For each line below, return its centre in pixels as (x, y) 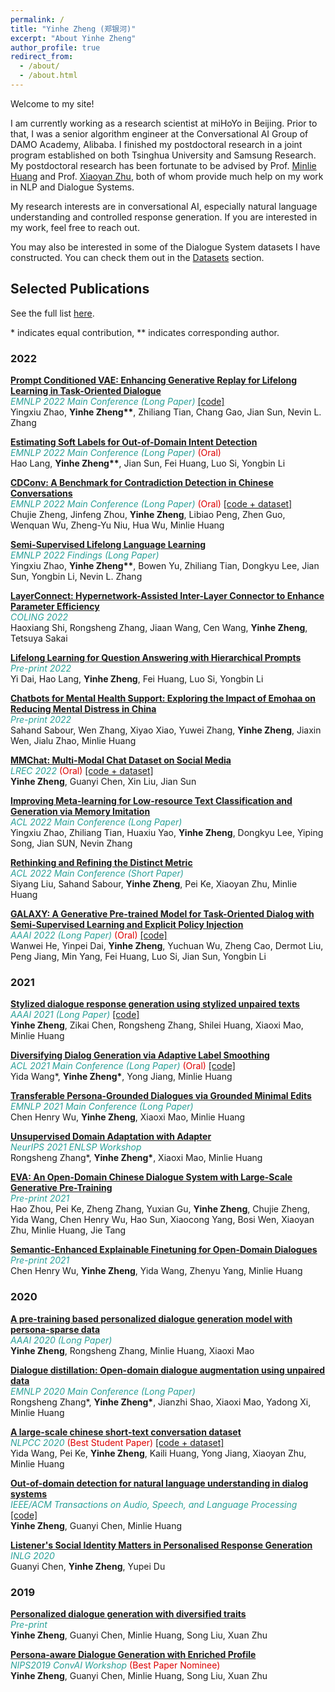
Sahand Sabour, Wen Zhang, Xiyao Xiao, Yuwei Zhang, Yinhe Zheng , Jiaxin (166, 730)
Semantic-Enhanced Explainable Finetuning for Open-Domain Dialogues (164, 1250)
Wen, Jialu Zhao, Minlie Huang (73, 740)
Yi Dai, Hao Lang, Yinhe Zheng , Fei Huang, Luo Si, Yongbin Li (137, 678)
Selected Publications (80, 289)
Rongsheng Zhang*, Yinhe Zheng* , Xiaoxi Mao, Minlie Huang (136, 1158)
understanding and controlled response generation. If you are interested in (164, 217)
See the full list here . (52, 313)
